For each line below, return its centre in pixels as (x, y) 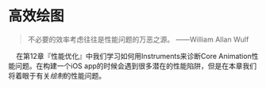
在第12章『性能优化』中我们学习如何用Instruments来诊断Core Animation (133, 56)
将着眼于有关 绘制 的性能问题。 (57, 75)
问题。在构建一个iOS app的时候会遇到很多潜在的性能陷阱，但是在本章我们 (136, 66)
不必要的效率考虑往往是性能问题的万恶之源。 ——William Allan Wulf (138, 39)
